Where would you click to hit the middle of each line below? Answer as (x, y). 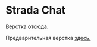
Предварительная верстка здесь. (48, 38)
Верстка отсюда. (27, 26)
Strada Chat (36, 10)
